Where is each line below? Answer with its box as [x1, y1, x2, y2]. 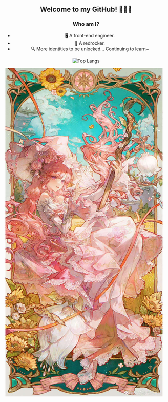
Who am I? [72, 21, 100, 28]
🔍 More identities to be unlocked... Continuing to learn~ [30, 46, 150, 52]
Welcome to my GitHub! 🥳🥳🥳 [40, 5, 132, 14]
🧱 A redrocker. [74, 40, 105, 46]
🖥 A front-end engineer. [65, 32, 115, 39]
